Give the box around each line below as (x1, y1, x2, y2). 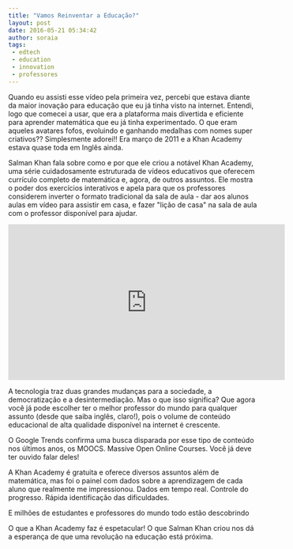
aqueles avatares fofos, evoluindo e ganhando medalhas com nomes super (8, 126, 253, 135)
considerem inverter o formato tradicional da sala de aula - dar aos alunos (8, 191, 249, 201)
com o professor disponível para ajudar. (8, 208, 138, 218)
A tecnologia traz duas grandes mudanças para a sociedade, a (8, 386, 212, 396)
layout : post (8, 19, 51, 27)
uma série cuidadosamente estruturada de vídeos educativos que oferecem (8, 166, 255, 176)
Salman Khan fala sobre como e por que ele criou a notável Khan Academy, (8, 157, 254, 167)
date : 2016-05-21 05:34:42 (8, 26, 97, 34)
